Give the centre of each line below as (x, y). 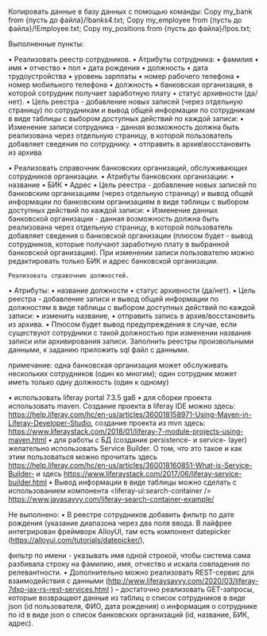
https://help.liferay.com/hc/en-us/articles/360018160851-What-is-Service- (130, 465)
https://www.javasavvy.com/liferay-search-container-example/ (111, 499)
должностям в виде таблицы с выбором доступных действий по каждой (132, 307)
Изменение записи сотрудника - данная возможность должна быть (124, 127)
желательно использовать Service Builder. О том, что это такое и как (125, 448)
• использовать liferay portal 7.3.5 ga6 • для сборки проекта (110, 397)
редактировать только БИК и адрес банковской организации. (113, 261)
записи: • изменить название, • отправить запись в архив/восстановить (132, 316)
